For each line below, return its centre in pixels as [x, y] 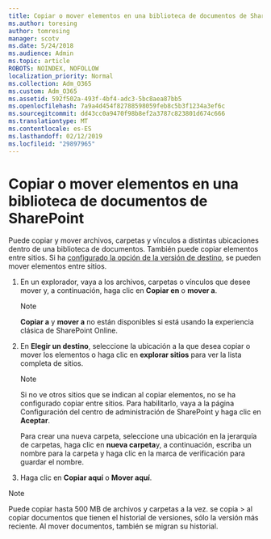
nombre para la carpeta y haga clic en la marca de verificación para [133, 453]
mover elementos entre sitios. [58, 266]
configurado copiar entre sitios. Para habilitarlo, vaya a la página [127, 403]
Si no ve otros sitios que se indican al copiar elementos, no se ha [128, 395]
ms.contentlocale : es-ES [50, 129]
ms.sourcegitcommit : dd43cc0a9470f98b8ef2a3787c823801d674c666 [117, 114]
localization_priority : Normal [61, 76]
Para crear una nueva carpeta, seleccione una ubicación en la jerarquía [138, 436]
